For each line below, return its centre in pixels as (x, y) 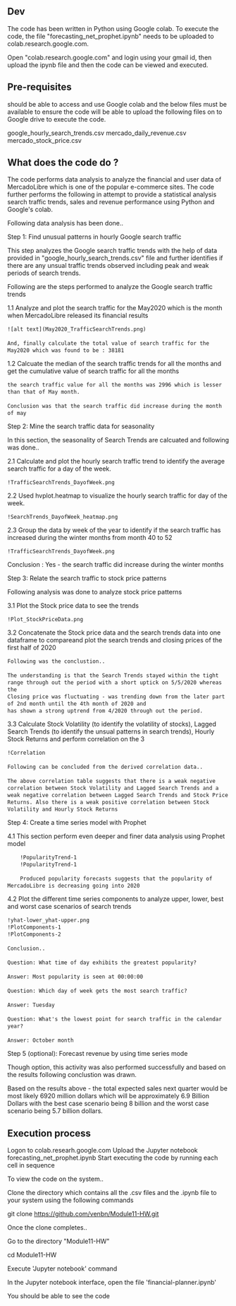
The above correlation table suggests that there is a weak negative (112, 781)
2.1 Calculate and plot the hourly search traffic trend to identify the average (116, 461)
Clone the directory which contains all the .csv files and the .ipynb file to (112, 1193)
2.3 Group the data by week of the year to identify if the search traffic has (114, 530)
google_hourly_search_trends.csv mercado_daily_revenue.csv (97, 133)
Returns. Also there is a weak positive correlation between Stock (108, 802)
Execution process (49, 1133)
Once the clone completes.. (48, 1228)
